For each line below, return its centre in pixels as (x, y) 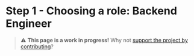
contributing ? (37, 46)
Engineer (29, 24)
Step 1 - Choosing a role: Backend (91, 11)
